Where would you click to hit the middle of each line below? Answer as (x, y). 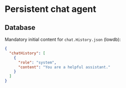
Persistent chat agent (50, 9)
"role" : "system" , (37, 62)
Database (20, 28)
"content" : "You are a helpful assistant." (64, 67)
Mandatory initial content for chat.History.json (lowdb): (63, 39)
